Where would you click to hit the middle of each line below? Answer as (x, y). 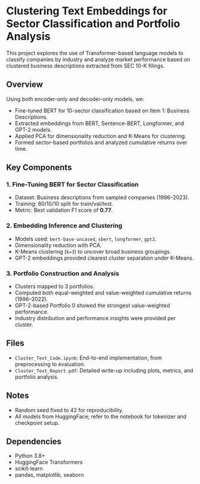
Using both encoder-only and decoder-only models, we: (75, 99)
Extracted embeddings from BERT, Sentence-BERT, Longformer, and (99, 123)
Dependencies (34, 442)
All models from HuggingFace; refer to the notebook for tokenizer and (101, 416)
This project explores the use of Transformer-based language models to (95, 53)
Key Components (39, 168)
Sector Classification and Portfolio (93, 24)
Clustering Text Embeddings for (87, 11)
